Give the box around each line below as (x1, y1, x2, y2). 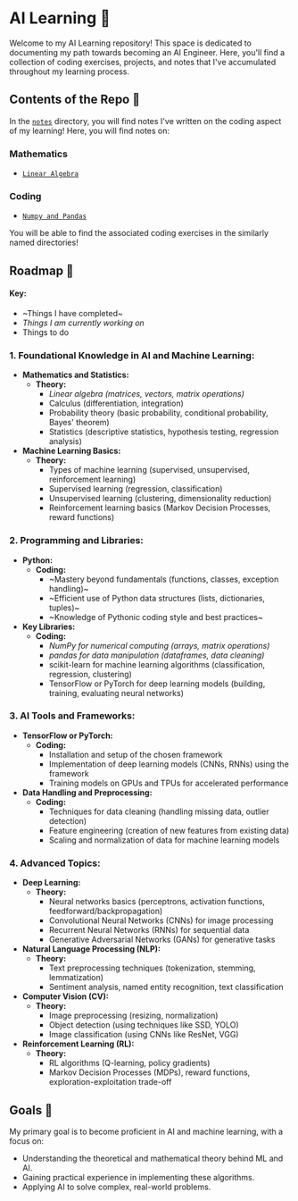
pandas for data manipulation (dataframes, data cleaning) (48, 650, 265, 660)
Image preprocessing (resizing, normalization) (48, 1010, 219, 1021)
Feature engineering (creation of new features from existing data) (48, 825, 290, 836)
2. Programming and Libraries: (9, 534, 145, 547)
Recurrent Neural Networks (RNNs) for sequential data (48, 925, 250, 936)
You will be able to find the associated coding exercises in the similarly (9, 228, 269, 239)
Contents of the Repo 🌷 (9, 92, 141, 107)
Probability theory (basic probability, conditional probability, (48, 407, 269, 418)
